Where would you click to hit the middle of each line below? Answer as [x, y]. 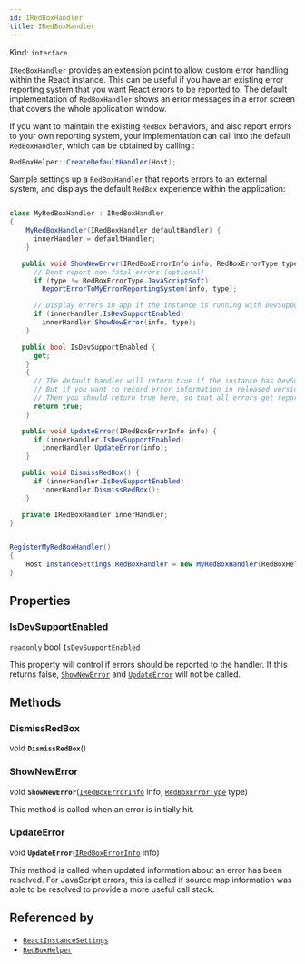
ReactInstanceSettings [65, 940]
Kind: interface [39, 52]
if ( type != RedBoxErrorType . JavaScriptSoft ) [121, 281]
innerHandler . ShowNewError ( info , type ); [119, 323]
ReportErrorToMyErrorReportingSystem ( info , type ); [140, 289]
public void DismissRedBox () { [81, 473]
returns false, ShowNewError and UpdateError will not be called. [125, 674]
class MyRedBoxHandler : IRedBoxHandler [87, 214]
